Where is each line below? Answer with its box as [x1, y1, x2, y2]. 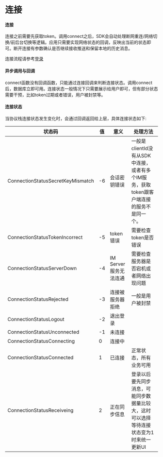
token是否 [131, 234, 154, 241]
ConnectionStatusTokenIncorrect [7, 234, 83, 240]
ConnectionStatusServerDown [7, 265, 77, 271]
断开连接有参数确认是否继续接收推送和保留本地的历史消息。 [13, 46, 132, 51]
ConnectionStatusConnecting [7, 338, 75, 344]
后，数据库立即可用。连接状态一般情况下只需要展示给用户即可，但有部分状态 [5, 85, 158, 91]
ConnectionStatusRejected [7, 296, 69, 303]
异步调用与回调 [5, 68, 35, 73]
